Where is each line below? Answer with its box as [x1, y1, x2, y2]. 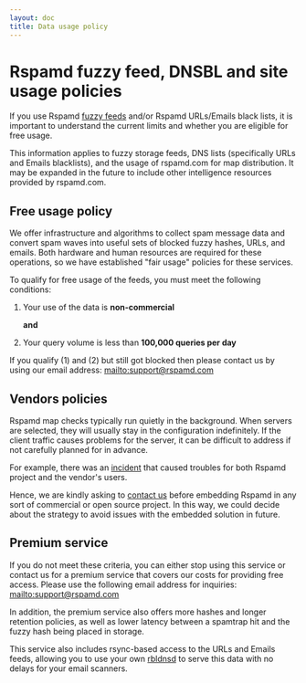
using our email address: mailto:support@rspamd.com [9, 364, 215, 375]
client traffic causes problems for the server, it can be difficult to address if [9, 435, 291, 446]
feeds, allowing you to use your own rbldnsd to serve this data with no [9, 653, 274, 664]
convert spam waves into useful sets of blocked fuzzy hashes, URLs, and [9, 237, 286, 248]
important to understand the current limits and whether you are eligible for [9, 121, 289, 131]
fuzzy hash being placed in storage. [9, 625, 144, 636]
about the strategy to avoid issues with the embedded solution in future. [9, 509, 280, 520]
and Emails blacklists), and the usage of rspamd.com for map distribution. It [9, 157, 294, 169]
